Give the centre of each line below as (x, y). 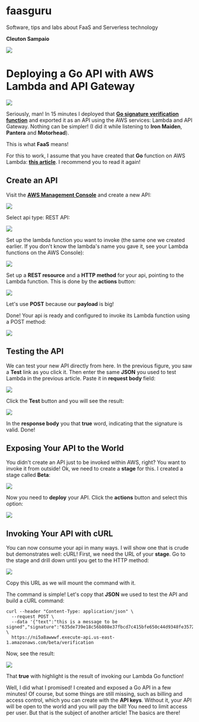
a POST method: (26, 321)
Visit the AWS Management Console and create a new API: (79, 195)
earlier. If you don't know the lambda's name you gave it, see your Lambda (97, 246)
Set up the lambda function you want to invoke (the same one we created (96, 240)
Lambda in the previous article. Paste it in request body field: (81, 378)
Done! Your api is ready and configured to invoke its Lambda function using (98, 315)
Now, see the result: (31, 654)
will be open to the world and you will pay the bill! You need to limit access (97, 707)
